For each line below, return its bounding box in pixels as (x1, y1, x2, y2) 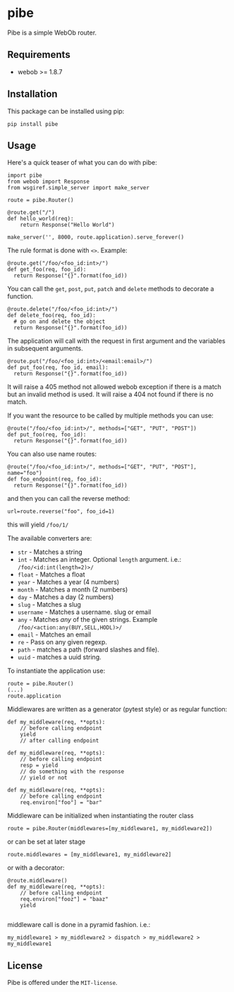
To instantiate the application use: (7, 666, 106, 675)
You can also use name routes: (7, 450, 97, 459)
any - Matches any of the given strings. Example (17, 615, 158, 624)
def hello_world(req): (7, 215, 74, 223)
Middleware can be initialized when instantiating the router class (7, 811, 194, 820)
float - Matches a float (17, 570, 85, 579)
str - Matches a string (17, 548, 82, 556)
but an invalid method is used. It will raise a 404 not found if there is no (7, 390, 214, 398)
